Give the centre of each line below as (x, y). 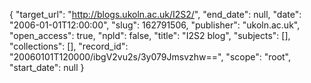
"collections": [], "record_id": (69, 46)
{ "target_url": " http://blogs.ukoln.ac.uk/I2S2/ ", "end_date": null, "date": (155, 14)
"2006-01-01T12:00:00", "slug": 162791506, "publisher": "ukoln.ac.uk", (155, 25)
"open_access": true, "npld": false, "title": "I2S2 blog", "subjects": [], (150, 35)
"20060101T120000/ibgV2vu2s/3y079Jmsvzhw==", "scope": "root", (150, 57)
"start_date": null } (47, 67)
